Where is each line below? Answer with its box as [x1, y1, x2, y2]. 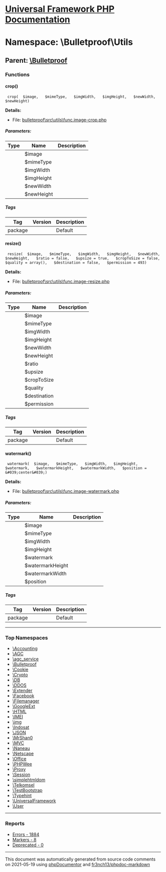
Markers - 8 [12, 836, 37, 842]
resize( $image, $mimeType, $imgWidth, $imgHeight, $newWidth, [7, 252, 161, 257]
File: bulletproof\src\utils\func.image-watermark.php [12, 488, 120, 494]
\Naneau [12, 745, 30, 751]
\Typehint [12, 792, 32, 799]
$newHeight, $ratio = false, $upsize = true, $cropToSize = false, [5, 256, 161, 261]
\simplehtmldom [12, 777, 45, 783]
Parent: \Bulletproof [5, 56, 68, 65]
